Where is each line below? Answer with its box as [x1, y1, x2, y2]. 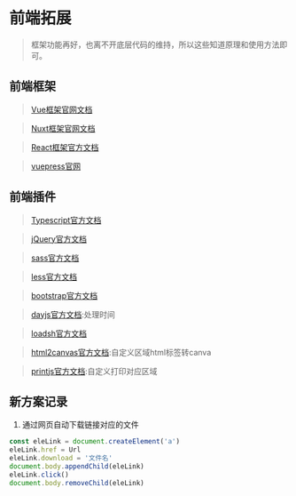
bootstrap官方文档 [30, 290, 98, 300]
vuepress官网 [30, 161, 82, 172]
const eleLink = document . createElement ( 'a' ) [9, 437, 180, 446]
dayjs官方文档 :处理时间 [30, 308, 115, 320]
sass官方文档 [30, 252, 80, 263]
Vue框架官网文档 [30, 104, 93, 115]
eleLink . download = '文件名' [9, 454, 113, 463]
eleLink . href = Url [9, 445, 82, 454]
